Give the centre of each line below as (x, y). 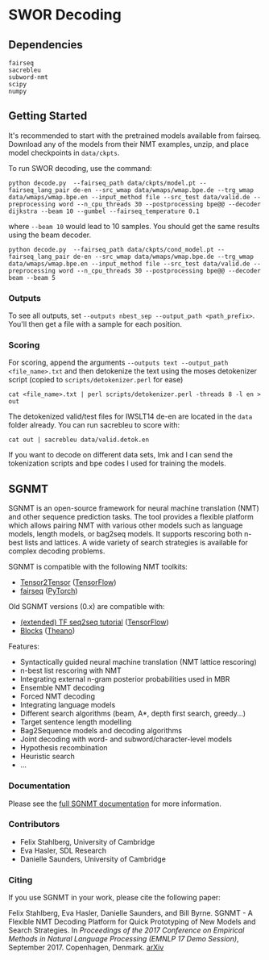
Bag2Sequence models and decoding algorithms (101, 731)
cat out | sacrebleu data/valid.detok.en (79, 440)
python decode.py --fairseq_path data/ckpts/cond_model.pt (112, 249)
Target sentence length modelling (76, 722)
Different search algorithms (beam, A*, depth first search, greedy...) (133, 714)
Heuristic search (47, 757)
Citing (21, 879)
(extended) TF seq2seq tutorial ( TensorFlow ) (94, 622)
